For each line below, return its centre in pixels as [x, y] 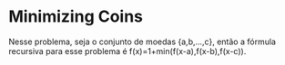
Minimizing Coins [76, 17]
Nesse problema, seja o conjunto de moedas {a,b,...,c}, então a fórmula [142, 42]
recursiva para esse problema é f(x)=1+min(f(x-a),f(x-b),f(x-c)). [127, 51]
